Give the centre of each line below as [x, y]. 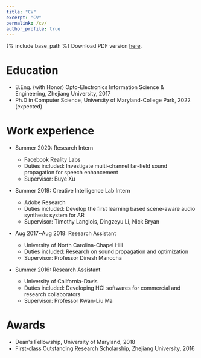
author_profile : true [33, 29]
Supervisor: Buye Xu [49, 179]
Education [32, 71]
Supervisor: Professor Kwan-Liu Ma [68, 301]
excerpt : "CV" [24, 18]
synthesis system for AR [54, 215]
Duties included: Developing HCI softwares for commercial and [102, 288]
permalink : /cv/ [27, 23]
